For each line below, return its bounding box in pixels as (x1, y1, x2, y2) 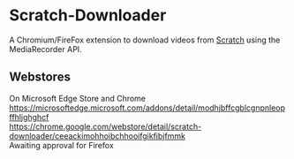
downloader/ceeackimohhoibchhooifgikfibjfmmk (9, 130, 185, 141)
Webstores (9, 70, 71, 85)
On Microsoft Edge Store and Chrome (9, 93, 147, 103)
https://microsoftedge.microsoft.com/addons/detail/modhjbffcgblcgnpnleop (9, 102, 285, 113)
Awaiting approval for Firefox (9, 140, 115, 150)
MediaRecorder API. (9, 43, 82, 54)
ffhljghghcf (9, 111, 49, 122)
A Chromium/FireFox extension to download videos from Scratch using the (9, 34, 281, 45)
